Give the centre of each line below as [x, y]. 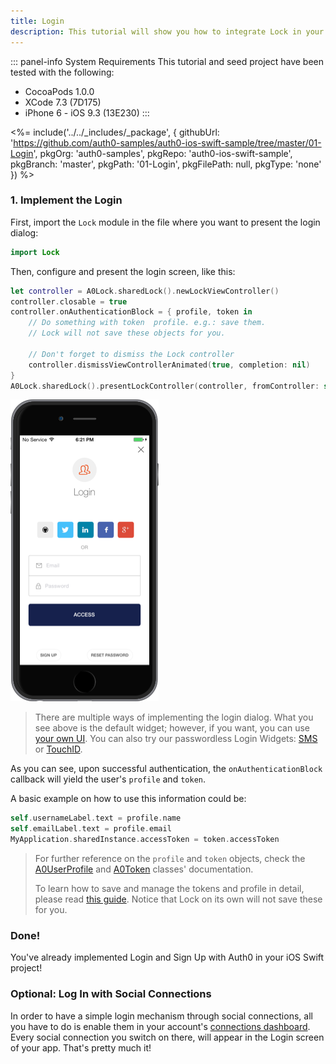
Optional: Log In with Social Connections [111, 994]
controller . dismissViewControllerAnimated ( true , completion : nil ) [169, 365]
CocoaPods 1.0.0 [59, 91]
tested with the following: [62, 72]
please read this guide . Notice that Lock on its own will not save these [178, 899]
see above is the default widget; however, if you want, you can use [172, 728]
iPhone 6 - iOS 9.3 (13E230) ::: [87, 112]
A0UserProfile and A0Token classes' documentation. [144, 869]
